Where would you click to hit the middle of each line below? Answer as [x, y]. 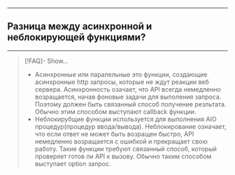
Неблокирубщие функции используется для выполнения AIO [126, 119]
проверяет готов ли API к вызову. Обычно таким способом [123, 156]
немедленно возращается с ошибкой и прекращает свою [121, 141]
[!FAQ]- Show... [46, 61]
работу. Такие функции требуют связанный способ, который [126, 148]
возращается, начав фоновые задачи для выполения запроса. [128, 97]
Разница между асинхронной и [80, 26]
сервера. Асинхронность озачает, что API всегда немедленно [128, 89]
